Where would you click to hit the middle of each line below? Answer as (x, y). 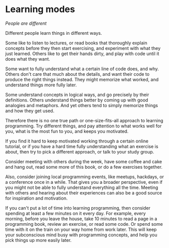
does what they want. (28, 59)
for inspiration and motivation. (36, 198)
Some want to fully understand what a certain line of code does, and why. (82, 69)
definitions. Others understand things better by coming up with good (77, 100)
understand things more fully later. (41, 85)
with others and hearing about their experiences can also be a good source (84, 192)
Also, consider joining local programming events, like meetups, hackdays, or (85, 177)
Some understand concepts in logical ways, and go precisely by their (77, 94)
